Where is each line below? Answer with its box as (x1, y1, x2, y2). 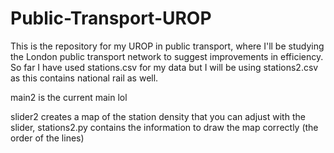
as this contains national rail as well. (10, 72, 159, 84)
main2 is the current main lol (10, 91, 128, 103)
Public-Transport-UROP (10, 7, 212, 30)
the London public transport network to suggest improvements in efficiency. (10, 50, 324, 62)
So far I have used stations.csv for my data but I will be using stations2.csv (10, 61, 319, 73)
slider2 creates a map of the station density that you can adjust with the (10, 110, 306, 122)
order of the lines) (10, 132, 85, 144)
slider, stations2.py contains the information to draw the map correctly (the (10, 121, 319, 133)
